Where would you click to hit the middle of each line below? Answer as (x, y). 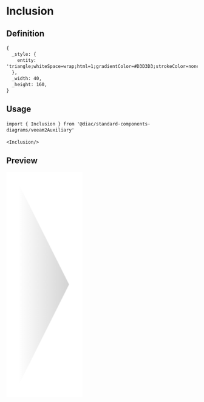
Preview (22, 161)
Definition (25, 34)
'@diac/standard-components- (114, 124)
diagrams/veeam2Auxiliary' (40, 130)
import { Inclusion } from (40, 124)
